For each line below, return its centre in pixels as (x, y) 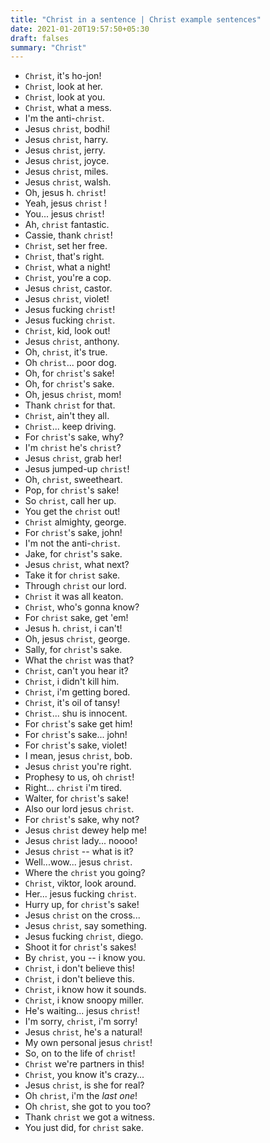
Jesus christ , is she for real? (84, 1085)
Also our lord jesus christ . (79, 809)
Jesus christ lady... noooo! (81, 841)
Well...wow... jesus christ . (78, 862)
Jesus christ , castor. (68, 288)
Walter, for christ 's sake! (76, 798)
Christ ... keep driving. (70, 427)
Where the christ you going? (85, 873)
